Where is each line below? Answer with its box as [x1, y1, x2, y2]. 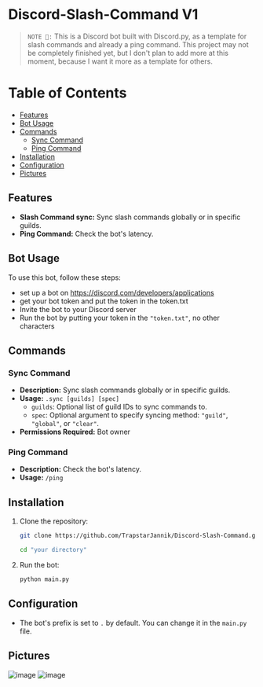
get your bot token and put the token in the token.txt [19, 296, 188, 306]
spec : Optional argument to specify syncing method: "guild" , [31, 410, 228, 420]
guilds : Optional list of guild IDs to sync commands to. [31, 402, 208, 412]
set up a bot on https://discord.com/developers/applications [19, 288, 214, 297]
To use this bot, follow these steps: [8, 273, 122, 282]
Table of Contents [8, 84, 127, 102]
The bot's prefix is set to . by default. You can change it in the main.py [19, 618, 247, 627]
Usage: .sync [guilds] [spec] [19, 394, 120, 403]
